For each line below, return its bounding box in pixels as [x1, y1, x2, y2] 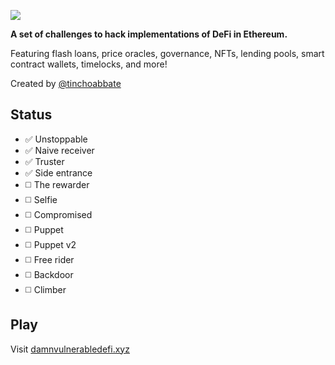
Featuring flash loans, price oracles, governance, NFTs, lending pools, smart [10, 48, 325, 59]
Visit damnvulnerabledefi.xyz [10, 343, 130, 355]
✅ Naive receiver [24, 144, 95, 156]
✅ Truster [24, 155, 65, 167]
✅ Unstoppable [24, 133, 88, 145]
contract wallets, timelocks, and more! [10, 58, 168, 70]
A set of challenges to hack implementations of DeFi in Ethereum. [10, 28, 288, 40]
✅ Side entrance [24, 166, 93, 179]
